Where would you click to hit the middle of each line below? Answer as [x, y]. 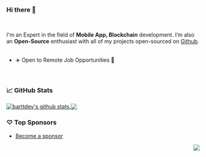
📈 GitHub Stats [30, 90]
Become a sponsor [39, 136]
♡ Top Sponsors [32, 123]
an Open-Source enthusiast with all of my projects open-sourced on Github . [103, 42]
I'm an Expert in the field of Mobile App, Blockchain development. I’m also [101, 35]
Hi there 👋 [21, 10]
